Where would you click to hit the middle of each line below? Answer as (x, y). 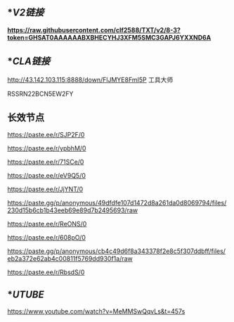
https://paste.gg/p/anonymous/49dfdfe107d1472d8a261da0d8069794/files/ (117, 203)
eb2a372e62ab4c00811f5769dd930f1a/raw (70, 259)
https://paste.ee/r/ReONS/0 (47, 224)
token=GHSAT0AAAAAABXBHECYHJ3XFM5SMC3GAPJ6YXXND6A (109, 37)
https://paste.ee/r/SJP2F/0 (46, 135)
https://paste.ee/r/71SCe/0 (46, 162)
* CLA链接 (29, 62)
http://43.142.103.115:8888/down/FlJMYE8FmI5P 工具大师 (90, 79)
